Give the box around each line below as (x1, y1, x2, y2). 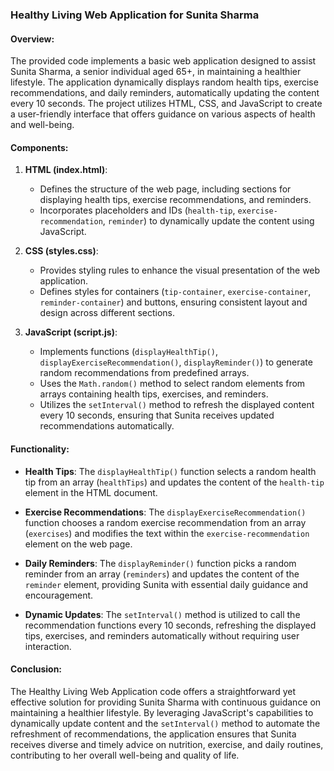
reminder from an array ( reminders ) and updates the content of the (24, 568, 300, 580)
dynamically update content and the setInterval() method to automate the (10, 717, 321, 729)
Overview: (10, 33, 55, 45)
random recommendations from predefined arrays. (39, 367, 250, 379)
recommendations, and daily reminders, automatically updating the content (10, 87, 320, 99)
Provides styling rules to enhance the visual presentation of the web (39, 264, 321, 277)
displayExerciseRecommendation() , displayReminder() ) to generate (39, 356, 313, 368)
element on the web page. (24, 538, 133, 550)
